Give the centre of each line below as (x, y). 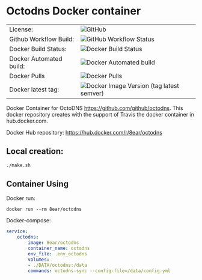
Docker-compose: (29, 221)
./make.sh (19, 165)
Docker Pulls (27, 76)
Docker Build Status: (38, 49)
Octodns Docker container (74, 11)
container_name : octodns (59, 248)
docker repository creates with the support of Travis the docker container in (100, 114)
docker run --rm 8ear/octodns (44, 209)
